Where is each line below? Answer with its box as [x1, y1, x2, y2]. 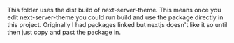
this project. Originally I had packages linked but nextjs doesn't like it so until [7, 21, 228, 28]
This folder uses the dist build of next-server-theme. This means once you [7, 6, 221, 14]
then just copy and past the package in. [7, 28, 121, 36]
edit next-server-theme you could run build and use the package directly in [7, 13, 224, 21]
